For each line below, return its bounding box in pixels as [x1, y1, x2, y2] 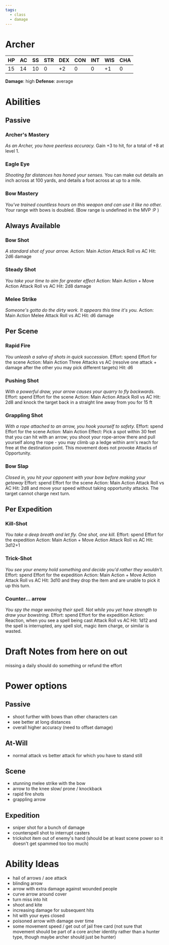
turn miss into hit [12, 897, 48, 903]
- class [10, 12, 26, 17]
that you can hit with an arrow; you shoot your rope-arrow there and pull [5, 434, 155, 440]
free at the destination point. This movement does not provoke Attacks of [5, 445, 157, 451]
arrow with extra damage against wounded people [12, 886, 118, 892]
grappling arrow [12, 797, 46, 803]
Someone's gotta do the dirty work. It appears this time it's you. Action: [5, 307, 154, 313]
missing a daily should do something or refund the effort [5, 662, 122, 668]
